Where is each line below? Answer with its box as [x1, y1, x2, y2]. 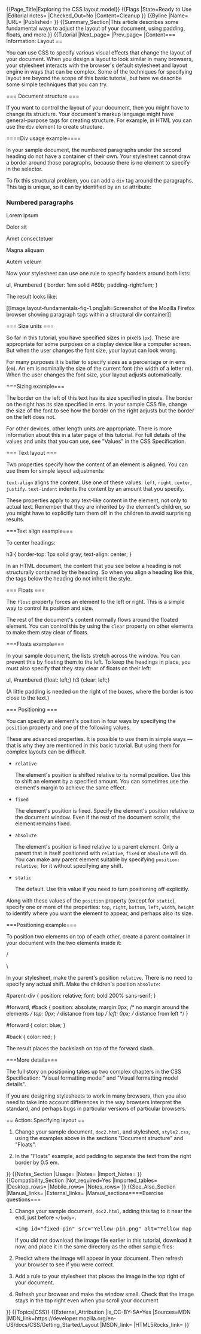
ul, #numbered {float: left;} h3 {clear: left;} [6, 676, 110, 683]
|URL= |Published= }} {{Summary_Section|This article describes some [6, 19, 179, 25]
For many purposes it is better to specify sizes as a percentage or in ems [6, 358, 186, 366]
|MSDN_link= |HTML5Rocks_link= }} [100, 1321, 190, 1329]
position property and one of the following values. [6, 724, 131, 731]
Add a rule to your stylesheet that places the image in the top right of [14, 1272, 185, 1280]
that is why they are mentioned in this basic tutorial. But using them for [6, 742, 181, 749]
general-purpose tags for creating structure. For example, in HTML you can [6, 117, 193, 124]
